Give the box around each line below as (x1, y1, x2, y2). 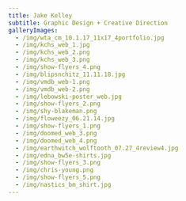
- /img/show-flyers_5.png (15, 173, 101, 182)
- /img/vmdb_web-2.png (15, 85, 90, 93)
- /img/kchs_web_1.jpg (15, 41, 90, 49)
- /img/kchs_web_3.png (15, 56, 90, 64)
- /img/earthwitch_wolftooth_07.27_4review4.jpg (15, 144, 179, 152)
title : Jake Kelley (8, 11, 73, 20)
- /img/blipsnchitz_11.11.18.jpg (15, 70, 126, 78)
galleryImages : (8, 26, 59, 34)
